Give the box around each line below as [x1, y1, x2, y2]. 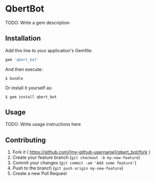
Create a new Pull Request [12, 170, 67, 176]
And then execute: [5, 66, 43, 72]
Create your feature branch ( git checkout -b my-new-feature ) [12, 154, 140, 160]
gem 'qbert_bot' [5, 57, 39, 62]
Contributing [5, 136, 46, 144]
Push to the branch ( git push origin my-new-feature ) [12, 165, 123, 171]
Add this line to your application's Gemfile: [5, 47, 92, 53]
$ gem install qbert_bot [5, 94, 57, 99]
